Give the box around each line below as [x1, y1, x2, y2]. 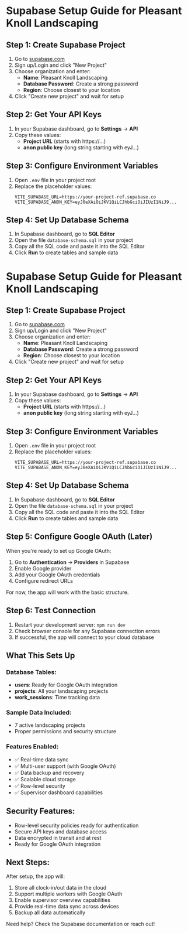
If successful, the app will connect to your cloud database [14, 634, 155, 641]
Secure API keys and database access [14, 828, 107, 835]
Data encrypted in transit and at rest [14, 834, 102, 841]
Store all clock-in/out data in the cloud [14, 884, 107, 891]
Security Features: [6, 806, 75, 816]
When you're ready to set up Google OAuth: [6, 547, 112, 554]
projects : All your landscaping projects [14, 688, 109, 695]
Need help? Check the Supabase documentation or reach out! [6, 921, 155, 928]
